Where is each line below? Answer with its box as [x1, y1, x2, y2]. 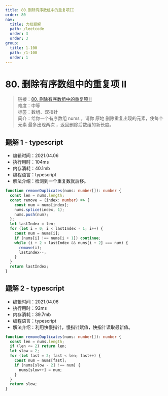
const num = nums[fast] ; [14, 358, 67, 363]
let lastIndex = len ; [10, 221, 56, 227]
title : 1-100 [10, 45, 38, 50]
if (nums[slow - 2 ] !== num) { [14, 362, 81, 367]
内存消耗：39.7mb [12, 311, 51, 318]
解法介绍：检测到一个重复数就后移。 [12, 178, 89, 184]
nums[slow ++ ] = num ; [18, 367, 62, 373]
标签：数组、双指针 [17, 109, 58, 115]
